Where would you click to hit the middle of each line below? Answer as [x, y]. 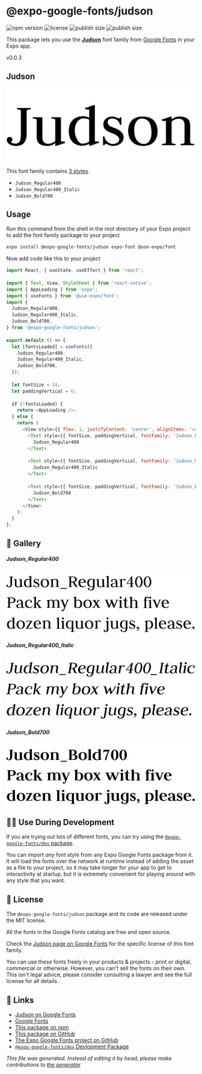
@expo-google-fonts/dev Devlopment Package [72, 1047]
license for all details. [32, 981]
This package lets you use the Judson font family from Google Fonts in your [101, 39]
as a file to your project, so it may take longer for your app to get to [89, 868]
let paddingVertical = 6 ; [44, 391]
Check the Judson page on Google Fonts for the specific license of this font [100, 944]
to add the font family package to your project [63, 235]
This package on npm [42, 1028]
